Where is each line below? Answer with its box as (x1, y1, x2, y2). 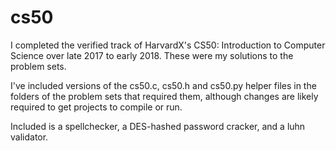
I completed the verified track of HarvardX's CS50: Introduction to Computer (10, 39, 326, 51)
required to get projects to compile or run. (10, 101, 183, 113)
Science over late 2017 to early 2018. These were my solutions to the (10, 49, 294, 61)
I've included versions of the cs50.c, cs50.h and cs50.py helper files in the (10, 79, 317, 91)
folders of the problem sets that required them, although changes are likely (10, 90, 319, 102)
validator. (10, 131, 49, 143)
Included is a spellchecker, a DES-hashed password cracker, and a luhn (10, 120, 306, 132)
